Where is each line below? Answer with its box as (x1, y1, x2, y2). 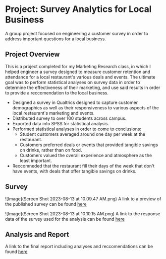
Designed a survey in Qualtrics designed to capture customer (12, 99, 138, 105)
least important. (19, 158, 52, 164)
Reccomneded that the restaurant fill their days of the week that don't (12, 163, 155, 169)
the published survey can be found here (5, 201, 87, 207)
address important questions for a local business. (5, 36, 106, 42)
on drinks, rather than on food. (19, 147, 82, 153)
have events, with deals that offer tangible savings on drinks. (12, 168, 137, 174)
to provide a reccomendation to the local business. (5, 89, 109, 95)
